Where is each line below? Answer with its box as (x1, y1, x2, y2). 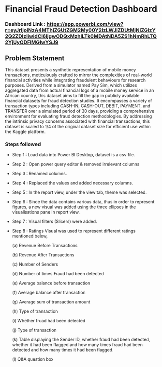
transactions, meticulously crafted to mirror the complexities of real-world (5, 72, 152, 78)
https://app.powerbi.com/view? (46, 21, 124, 28)
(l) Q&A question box (12, 356, 54, 362)
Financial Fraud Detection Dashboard (5, 3, 157, 15)
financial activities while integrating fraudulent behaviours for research (5, 77, 146, 83)
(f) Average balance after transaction (12, 290, 86, 296)
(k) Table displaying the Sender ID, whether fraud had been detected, (12, 336, 150, 343)
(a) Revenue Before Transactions (12, 243, 78, 249)
